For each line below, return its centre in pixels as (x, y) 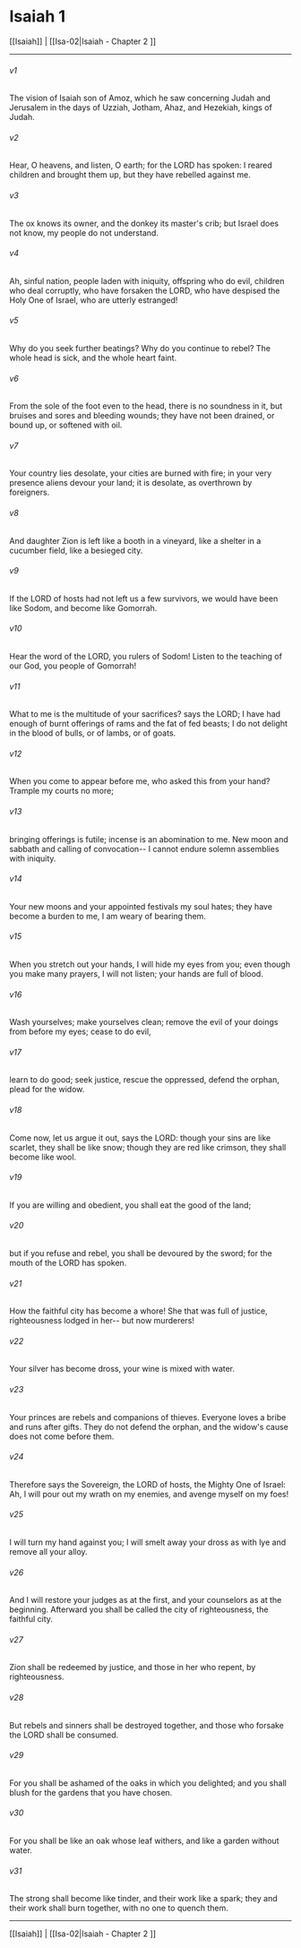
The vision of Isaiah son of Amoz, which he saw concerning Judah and (140, 98)
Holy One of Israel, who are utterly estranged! (94, 300)
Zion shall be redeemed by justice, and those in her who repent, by (133, 1668)
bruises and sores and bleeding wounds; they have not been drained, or (142, 416)
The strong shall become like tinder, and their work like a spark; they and (143, 1899)
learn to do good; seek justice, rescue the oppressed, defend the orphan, (144, 1080)
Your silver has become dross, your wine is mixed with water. (122, 1369)
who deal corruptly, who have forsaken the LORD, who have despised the (145, 290)
